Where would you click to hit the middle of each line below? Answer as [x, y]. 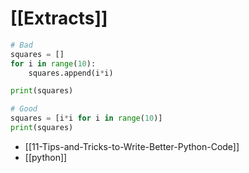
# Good [24, 109]
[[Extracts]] [59, 18]
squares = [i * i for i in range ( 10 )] [86, 118]
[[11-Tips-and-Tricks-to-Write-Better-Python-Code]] [132, 146]
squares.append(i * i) [71, 73]
